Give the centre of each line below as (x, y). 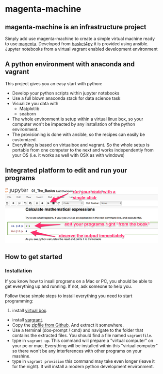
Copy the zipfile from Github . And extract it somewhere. (68, 325)
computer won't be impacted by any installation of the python (73, 124)
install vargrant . (28, 319)
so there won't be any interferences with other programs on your (77, 351)
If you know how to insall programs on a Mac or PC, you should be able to (79, 281)
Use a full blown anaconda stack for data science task (66, 98)
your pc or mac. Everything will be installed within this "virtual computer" (85, 346)
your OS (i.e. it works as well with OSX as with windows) (68, 155)
